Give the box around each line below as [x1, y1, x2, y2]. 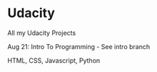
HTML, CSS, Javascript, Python [7, 56, 101, 65]
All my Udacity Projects [7, 29, 76, 37]
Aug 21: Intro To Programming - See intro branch [7, 42, 151, 51]
